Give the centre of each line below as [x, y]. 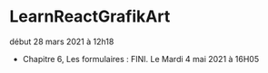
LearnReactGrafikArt [90, 17]
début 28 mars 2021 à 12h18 [62, 41]
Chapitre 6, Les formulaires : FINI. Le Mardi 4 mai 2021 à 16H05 [141, 59]
